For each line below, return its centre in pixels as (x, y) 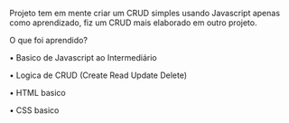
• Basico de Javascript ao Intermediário (83, 57)
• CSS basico (34, 110)
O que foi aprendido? (49, 40)
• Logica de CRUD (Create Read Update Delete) (98, 75)
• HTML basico (37, 93)
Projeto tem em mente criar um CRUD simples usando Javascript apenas (145, 13)
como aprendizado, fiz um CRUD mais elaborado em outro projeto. (133, 23)
